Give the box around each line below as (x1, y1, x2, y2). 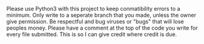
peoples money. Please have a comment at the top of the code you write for (6, 24, 198, 31)
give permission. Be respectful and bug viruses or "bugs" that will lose (6, 18, 184, 25)
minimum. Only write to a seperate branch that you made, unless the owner (6, 11, 197, 19)
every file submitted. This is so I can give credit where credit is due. (6, 31, 177, 38)
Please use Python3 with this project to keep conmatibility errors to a (6, 5, 181, 12)
